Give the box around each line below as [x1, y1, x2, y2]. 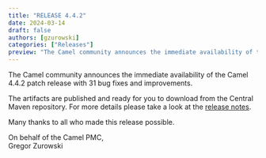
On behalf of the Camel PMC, [8, 133, 104, 142]
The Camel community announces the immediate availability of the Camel [8, 70, 249, 79]
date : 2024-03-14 [8, 19, 66, 27]
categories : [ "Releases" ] [8, 41, 93, 49]
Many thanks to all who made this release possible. [8, 118, 175, 126]
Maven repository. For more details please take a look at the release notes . [8, 102, 252, 111]
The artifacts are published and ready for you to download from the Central [8, 94, 253, 103]
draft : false [8, 26, 51, 34]
